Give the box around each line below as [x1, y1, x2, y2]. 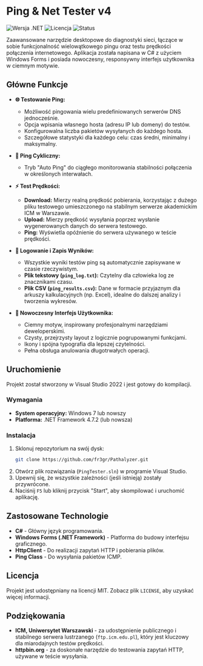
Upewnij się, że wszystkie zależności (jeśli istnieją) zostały [15, 474, 162, 481]
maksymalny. [24, 140, 58, 147]
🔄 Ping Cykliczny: [15, 152, 61, 159]
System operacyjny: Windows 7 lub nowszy [15, 409, 126, 417]
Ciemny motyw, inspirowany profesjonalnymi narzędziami [24, 321, 168, 328]
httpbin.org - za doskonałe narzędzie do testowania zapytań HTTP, [15, 646, 184, 654]
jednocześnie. [24, 114, 59, 122]
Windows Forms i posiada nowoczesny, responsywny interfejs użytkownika [6, 55, 195, 63]
